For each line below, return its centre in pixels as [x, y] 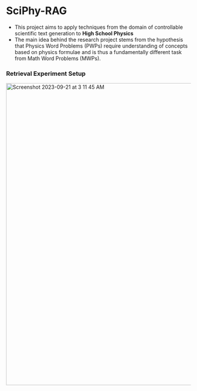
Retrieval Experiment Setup [46, 73]
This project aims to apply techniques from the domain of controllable [99, 27]
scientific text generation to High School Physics [74, 33]
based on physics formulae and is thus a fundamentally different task [98, 52]
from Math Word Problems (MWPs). [58, 58]
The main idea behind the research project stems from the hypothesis [99, 39]
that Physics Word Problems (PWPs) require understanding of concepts [101, 46]
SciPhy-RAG [37, 11]
